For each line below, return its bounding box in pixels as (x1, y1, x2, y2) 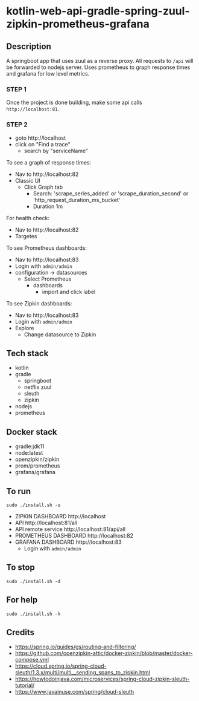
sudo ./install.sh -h (6, 611, 61, 617)
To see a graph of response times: (6, 158, 92, 166)
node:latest (14, 449, 43, 457)
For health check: (6, 214, 50, 221)
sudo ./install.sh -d (6, 578, 61, 584)
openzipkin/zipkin (14, 455, 60, 463)
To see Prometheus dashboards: (6, 244, 87, 252)
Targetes (14, 232, 37, 240)
